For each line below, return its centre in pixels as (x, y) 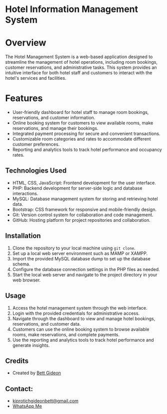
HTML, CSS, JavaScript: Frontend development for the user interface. (84, 183)
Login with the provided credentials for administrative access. (76, 313)
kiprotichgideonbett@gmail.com (45, 401)
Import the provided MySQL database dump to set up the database (81, 258)
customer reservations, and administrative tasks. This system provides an (81, 67)
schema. (21, 264)
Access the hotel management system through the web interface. (80, 308)
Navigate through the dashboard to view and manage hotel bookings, (84, 318)
